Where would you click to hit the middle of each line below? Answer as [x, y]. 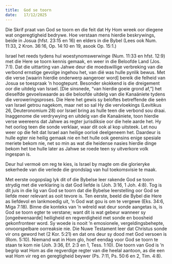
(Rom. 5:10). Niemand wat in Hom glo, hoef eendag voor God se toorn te [82, 239]
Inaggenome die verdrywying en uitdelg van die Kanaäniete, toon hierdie [82, 116]
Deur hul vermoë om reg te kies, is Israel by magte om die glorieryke [78, 164]
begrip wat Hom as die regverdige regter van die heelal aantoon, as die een [85, 250]
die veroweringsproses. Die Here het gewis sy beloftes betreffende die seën [86, 99]
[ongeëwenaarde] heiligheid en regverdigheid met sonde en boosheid [79, 218]
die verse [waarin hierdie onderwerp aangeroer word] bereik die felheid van [85, 78]
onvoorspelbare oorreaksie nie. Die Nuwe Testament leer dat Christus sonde [86, 229]
